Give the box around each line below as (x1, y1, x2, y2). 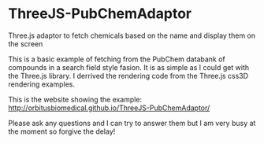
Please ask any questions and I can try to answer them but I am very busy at (8, 118, 256, 127)
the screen (8, 39, 43, 48)
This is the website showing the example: (8, 94, 143, 104)
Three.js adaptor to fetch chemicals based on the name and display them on (8, 31, 256, 40)
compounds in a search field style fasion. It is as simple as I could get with (8, 62, 250, 72)
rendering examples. (8, 79, 75, 89)
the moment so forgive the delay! (8, 127, 116, 136)
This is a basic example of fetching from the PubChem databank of (8, 54, 226, 64)
